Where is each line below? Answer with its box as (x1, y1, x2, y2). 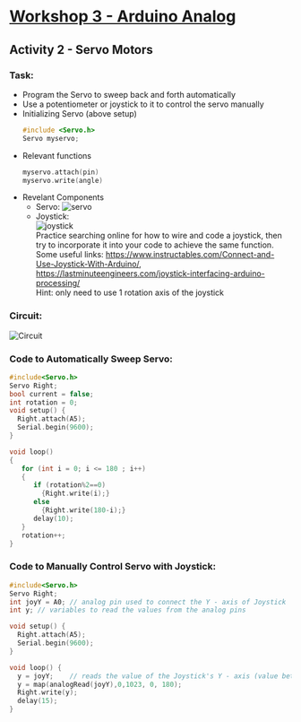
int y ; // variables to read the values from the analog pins (9, 605, 246, 615)
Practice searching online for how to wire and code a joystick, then (35, 231, 282, 241)
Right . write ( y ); (17, 688, 78, 697)
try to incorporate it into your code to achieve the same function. (35, 239, 275, 250)
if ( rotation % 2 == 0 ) (32, 481, 106, 490)
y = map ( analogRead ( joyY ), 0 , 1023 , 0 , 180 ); (17, 680, 183, 689)
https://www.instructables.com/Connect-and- (106, 249, 275, 260)
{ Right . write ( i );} (41, 489, 110, 499)
